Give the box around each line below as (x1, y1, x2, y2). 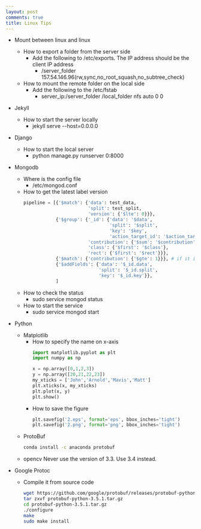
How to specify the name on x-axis (32, 338, 119, 345)
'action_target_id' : (109, 233, 161, 239)
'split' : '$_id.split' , (98, 267, 158, 273)
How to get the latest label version (23, 188, 109, 195)
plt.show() (32, 394, 59, 400)
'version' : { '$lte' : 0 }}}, (88, 211, 155, 217)
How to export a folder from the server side (23, 48, 131, 55)
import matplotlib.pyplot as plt (32, 349, 116, 355)
